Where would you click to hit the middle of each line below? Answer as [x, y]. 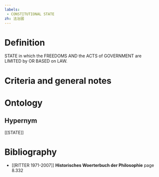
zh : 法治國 [14, 18]
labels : [12, 9]
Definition [25, 42]
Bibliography [31, 152]
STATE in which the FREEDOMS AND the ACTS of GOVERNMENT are [73, 56]
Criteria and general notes [58, 81]
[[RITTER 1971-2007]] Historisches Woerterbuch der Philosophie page [83, 165]
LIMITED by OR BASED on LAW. [36, 61]
